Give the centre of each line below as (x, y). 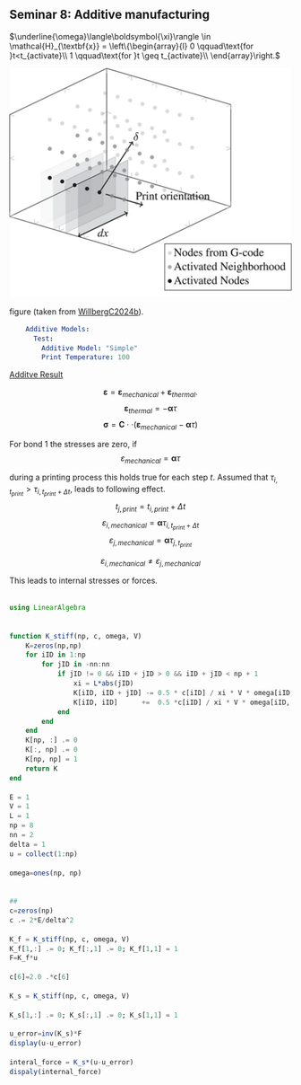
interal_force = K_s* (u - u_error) (72, 1063)
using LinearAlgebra (48, 608)
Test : (43, 339)
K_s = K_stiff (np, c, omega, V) (69, 996)
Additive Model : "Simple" (90, 348)
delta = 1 (28, 844)
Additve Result (36, 375)
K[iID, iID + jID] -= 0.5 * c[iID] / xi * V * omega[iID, (184, 692)
